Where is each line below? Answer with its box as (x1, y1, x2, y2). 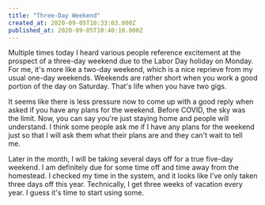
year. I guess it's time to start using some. (8, 188, 145, 198)
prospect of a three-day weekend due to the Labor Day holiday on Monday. (8, 56, 254, 66)
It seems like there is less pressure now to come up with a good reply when (8, 97, 254, 107)
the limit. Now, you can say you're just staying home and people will (8, 114, 229, 123)
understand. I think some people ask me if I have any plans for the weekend (8, 122, 255, 131)
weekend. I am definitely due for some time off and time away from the (8, 163, 240, 173)
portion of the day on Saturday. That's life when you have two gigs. (8, 82, 227, 91)
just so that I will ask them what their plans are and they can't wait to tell (8, 131, 243, 140)
